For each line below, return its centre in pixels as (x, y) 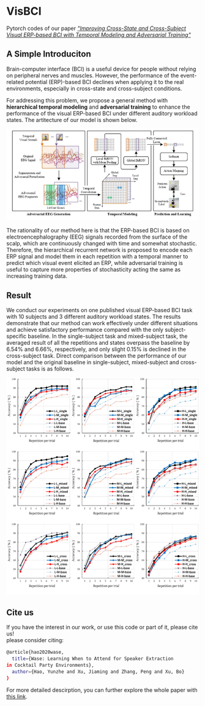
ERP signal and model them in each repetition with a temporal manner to (97, 256)
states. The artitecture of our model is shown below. (72, 120)
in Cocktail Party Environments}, (50, 665)
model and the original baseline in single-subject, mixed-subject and (93, 363)
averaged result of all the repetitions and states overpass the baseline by (98, 343)
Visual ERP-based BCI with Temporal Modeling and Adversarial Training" (99, 34)
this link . (17, 696)
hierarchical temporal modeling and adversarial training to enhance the (99, 107)
